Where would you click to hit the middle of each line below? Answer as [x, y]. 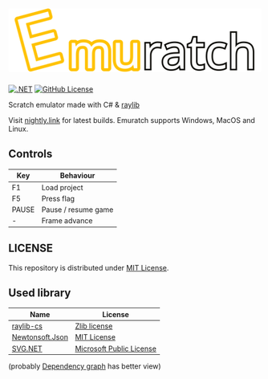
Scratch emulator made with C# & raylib [74, 104]
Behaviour [77, 176]
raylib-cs [27, 326]
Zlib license [94, 326]
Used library [40, 293]
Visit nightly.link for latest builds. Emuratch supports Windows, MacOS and [132, 120]
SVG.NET [27, 348]
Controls [30, 154]
